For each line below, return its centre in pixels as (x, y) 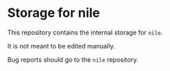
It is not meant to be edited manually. (61, 46)
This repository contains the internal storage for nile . (85, 32)
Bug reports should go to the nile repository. (73, 59)
